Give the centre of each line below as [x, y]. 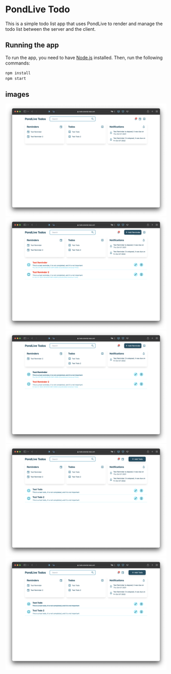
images [17, 94]
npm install [18, 73]
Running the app [32, 45]
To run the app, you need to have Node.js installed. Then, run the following [84, 57]
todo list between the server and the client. [51, 29]
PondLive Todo [38, 9]
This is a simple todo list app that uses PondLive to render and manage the [84, 24]
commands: [18, 63]
